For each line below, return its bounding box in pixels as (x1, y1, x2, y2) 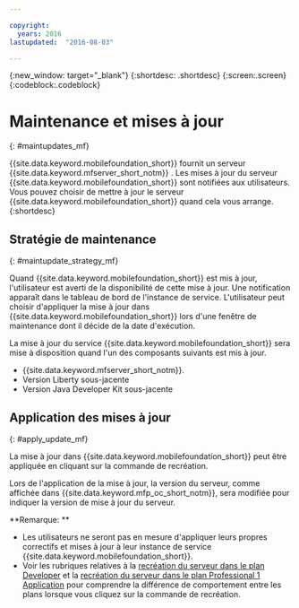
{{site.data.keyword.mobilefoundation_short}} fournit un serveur (9, 158, 246, 169)
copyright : (9, 21, 50, 30)
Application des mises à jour (9, 410, 172, 425)
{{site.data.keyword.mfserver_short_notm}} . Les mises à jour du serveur (9, 168, 278, 178)
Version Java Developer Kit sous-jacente (21, 384, 173, 395)
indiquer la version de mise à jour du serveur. (9, 497, 176, 508)
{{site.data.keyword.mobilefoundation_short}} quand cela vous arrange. (9, 196, 275, 207)
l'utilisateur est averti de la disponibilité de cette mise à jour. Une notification (9, 282, 291, 293)
